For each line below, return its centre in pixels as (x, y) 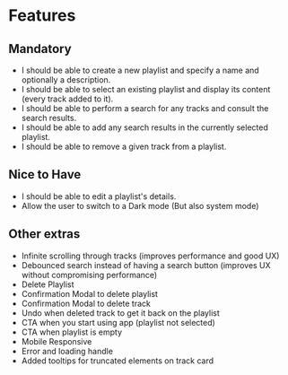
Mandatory (40, 49)
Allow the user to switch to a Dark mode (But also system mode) (140, 205)
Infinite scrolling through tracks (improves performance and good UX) (150, 256)
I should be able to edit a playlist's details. (99, 196)
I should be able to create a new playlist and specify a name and (140, 70)
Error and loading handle (67, 351)
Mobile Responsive (57, 341)
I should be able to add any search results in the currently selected (144, 127)
